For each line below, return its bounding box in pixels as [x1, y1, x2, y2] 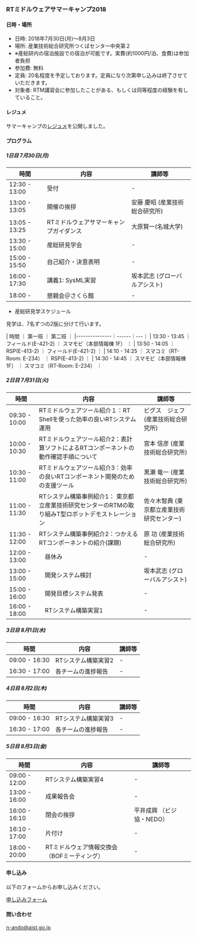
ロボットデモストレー [66, 510, 125, 518]
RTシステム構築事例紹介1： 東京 [39, 492, 128, 501]
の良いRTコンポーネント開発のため [39, 472, 135, 481]
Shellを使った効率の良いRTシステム [39, 415, 137, 423]
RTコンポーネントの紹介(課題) [39, 538, 122, 546]
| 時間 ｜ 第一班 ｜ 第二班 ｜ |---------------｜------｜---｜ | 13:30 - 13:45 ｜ [6, 332, 191, 339]
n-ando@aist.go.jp [6, 924, 51, 931]
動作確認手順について [39, 452, 98, 461]
